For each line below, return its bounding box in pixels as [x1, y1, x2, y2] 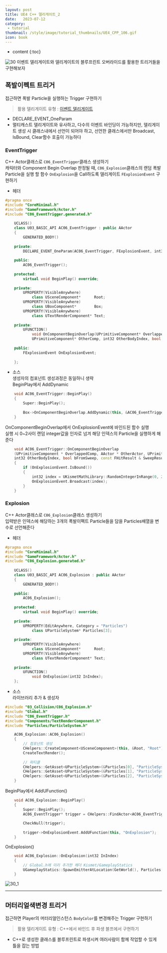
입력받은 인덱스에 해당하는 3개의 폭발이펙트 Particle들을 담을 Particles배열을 [5, 518, 154, 524]
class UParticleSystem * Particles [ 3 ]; [31, 628, 112, 633]
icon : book [5, 35, 28, 40]
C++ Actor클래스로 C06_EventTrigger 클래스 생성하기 [5, 159, 109, 165]
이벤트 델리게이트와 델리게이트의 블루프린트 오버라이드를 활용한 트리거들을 [16, 59, 161, 65]
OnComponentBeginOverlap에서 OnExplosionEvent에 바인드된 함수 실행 [5, 424, 149, 430]
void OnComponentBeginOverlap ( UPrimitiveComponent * [31, 332, 141, 337]
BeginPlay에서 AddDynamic [12, 381, 69, 388]
